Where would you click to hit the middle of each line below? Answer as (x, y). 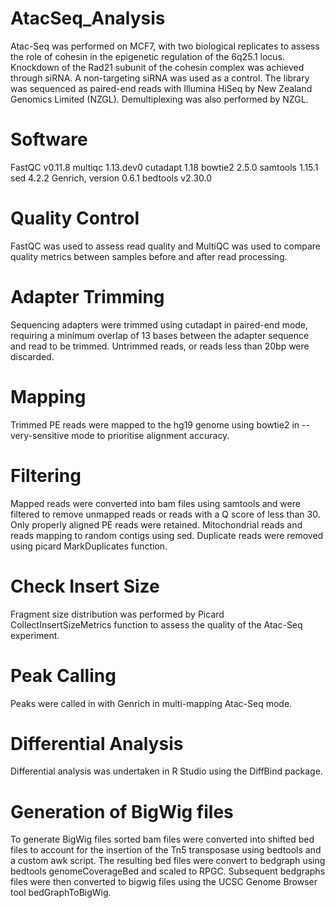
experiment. (35, 635)
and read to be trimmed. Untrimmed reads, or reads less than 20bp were (160, 346)
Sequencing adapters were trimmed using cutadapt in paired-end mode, (159, 324)
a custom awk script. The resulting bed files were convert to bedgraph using (168, 861)
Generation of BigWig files (122, 811)
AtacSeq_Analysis (88, 18)
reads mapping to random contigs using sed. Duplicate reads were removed (167, 535)
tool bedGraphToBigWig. (61, 893)
